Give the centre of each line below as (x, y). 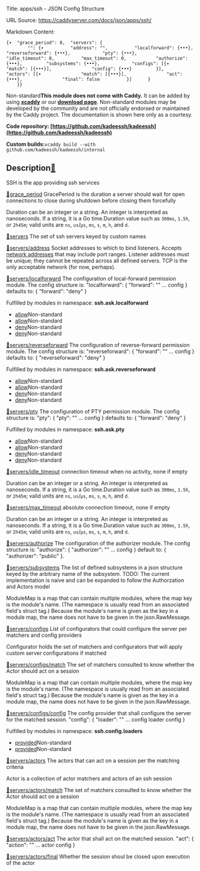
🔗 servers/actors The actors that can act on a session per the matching (93, 760)
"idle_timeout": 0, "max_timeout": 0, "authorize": (97, 59)
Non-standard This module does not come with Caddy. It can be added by (98, 96)
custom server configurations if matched (56, 653)
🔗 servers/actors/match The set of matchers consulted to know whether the (99, 790)
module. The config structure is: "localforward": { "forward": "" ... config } (97, 285)
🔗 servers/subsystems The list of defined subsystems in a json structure (95, 568)
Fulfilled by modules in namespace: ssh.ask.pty (65, 429)
